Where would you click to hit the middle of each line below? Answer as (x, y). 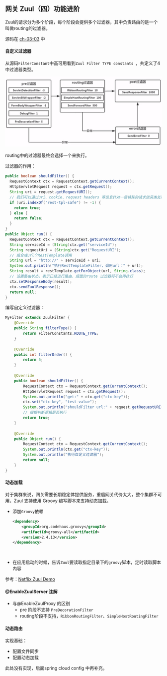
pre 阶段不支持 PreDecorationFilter (56, 610)
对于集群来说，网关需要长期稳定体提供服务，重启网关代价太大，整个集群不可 (83, 494)
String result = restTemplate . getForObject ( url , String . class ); (78, 271)
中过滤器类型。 (20, 69)
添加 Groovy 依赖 (28, 511)
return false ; (29, 218)
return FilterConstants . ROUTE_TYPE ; (61, 334)
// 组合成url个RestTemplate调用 (41, 255)
